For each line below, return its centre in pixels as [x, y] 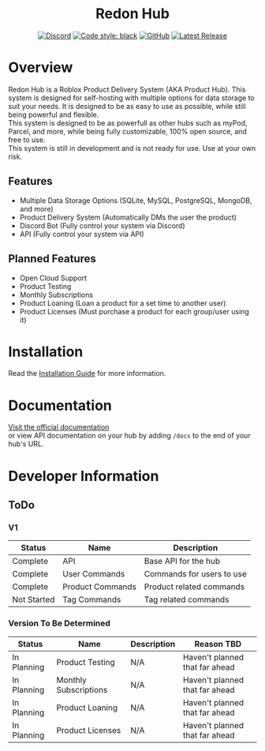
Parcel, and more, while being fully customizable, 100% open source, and [127, 131]
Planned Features [52, 259]
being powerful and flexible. [54, 115]
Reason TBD [218, 644]
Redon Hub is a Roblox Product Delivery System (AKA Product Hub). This [127, 89]
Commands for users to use [195, 574]
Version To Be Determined [59, 623]
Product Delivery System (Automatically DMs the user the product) [128, 217]
